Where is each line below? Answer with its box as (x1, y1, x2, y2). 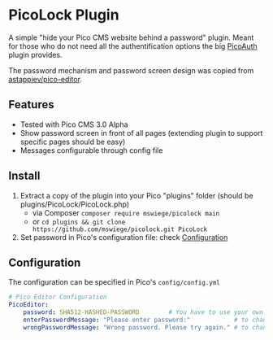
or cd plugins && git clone (32, 216, 126, 226)
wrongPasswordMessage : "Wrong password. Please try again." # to (23, 323, 249, 331)
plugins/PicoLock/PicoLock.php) (19, 199, 130, 209)
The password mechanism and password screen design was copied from (8, 65, 254, 75)
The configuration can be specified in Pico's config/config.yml (8, 277, 221, 287)
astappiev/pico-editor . (8, 74, 83, 84)
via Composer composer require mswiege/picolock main (32, 207, 220, 217)
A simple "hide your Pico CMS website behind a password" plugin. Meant (8, 33, 254, 42)
